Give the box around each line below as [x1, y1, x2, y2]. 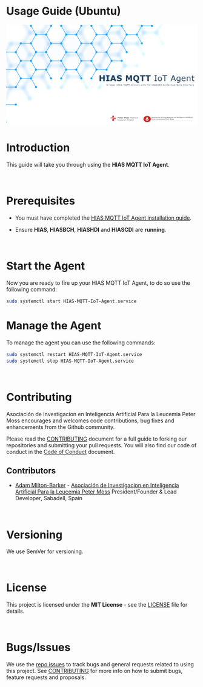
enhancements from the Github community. [6, 423, 115, 430]
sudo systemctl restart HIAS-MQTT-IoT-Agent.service [6, 351, 142, 357]
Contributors [6, 466, 56, 476]
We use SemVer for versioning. [6, 548, 84, 555]
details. [6, 607, 25, 615]
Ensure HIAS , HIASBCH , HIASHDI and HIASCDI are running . [15, 226, 167, 234]
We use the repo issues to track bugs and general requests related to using [6, 661, 194, 668]
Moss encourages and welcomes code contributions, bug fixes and [6, 417, 175, 424]
